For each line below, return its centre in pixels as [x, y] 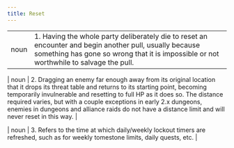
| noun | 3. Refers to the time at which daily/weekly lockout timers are [107, 130]
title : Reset [26, 14]
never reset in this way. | [42, 116]
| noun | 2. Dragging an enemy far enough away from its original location [111, 79]
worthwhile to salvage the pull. [84, 62]
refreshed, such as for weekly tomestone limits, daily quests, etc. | [102, 137]
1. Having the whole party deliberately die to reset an [120, 36]
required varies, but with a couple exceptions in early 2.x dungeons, [105, 101]
